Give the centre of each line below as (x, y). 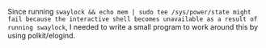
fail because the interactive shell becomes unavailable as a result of (133, 19)
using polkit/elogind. (42, 36)
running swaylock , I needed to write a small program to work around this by (133, 27)
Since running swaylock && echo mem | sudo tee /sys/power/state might (129, 12)
